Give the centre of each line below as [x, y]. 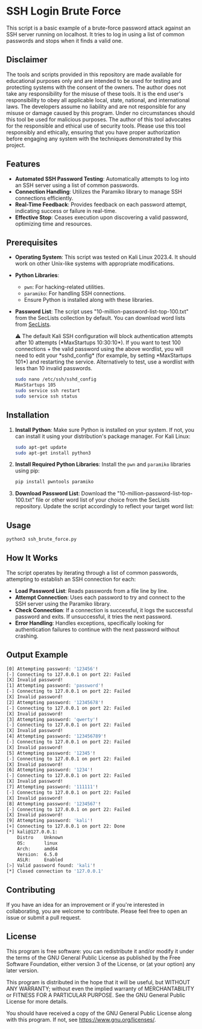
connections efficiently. [44, 198]
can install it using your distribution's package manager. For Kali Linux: [103, 436]
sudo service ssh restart [47, 391]
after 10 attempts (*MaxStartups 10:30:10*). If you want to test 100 [98, 342]
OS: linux [38, 843]
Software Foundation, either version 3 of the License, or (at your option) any [101, 964]
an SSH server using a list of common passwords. [77, 185]
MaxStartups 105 [35, 385]
